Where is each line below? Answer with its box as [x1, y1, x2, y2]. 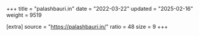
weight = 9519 [6, 11, 42, 19]
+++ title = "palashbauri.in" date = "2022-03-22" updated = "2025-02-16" [6, 5, 194, 12]
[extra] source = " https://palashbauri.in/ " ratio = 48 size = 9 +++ [6, 23, 169, 30]
